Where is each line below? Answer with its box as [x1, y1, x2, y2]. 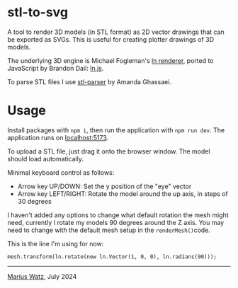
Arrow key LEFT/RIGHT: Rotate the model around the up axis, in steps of [17, 189, 228, 198]
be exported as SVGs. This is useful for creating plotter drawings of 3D [7, 35, 215, 43]
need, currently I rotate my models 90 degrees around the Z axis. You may [7, 218, 225, 226]
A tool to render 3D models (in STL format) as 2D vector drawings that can [7, 28, 225, 36]
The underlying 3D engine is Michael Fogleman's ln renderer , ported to [7, 56, 214, 64]
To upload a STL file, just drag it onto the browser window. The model [7, 146, 210, 156]
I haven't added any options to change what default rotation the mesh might [7, 210, 229, 219]
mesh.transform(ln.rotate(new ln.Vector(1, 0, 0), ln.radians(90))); [7, 253, 217, 260]
